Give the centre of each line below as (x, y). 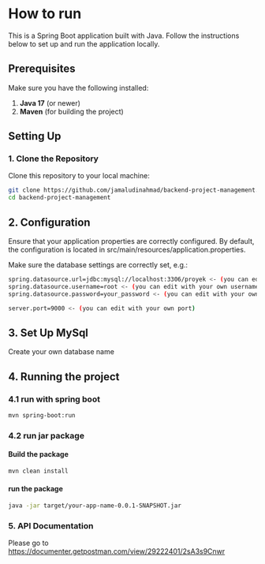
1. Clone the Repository (53, 159)
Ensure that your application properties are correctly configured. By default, (131, 241)
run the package (35, 489)
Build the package (39, 454)
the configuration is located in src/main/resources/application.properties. (127, 250)
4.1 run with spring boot (54, 399)
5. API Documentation (51, 525)
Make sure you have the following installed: (78, 88)
